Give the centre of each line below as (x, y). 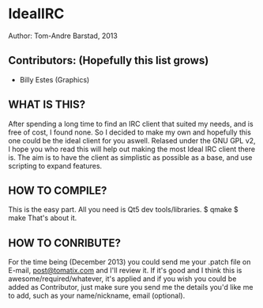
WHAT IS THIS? (47, 105)
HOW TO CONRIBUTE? (64, 243)
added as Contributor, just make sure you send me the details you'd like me (131, 287)
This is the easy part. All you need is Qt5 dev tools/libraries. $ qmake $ (123, 210)
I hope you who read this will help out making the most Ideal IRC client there (131, 149)
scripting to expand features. (55, 165)
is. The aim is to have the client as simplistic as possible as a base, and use (130, 157)
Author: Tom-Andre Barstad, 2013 (63, 36)
